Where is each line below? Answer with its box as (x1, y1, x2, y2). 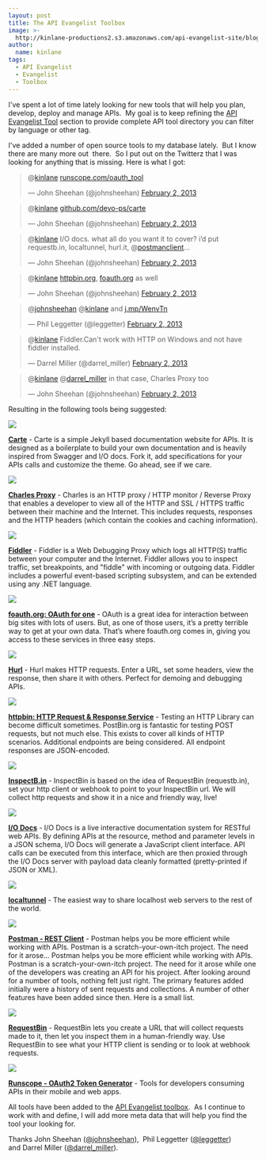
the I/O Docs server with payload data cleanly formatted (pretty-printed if (8, 857, 248, 866)
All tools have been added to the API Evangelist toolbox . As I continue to (8, 1102, 245, 1112)
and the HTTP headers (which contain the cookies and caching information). (8, 515, 258, 525)
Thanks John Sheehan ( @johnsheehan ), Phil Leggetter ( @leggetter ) (8, 1134, 232, 1143)
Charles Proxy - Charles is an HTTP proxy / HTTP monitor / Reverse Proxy (8, 490, 252, 499)
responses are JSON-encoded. (8, 746, 110, 755)
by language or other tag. (8, 124, 91, 135)
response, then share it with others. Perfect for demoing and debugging (8, 673, 243, 682)
